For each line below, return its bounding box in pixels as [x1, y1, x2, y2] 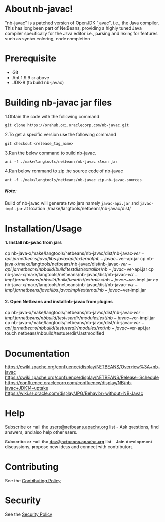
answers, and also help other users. [5, 429, 78, 435]
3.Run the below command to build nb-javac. [5, 150, 96, 156]
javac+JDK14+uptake [5, 385, 48, 391]
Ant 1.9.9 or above [12, 74, 49, 80]
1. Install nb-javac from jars [5, 240, 62, 245]
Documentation [5, 348, 70, 359]
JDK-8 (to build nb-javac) [12, 80, 64, 85]
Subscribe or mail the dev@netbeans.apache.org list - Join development [5, 439, 153, 445]
